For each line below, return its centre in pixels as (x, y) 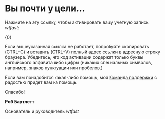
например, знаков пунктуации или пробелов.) (54, 68)
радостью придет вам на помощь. (41, 82)
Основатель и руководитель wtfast (42, 111)
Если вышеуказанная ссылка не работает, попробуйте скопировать (77, 46)
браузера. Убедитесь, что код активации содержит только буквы (74, 57)
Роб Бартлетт (20, 101)
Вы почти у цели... (45, 9)
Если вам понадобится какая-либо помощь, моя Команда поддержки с (81, 77)
